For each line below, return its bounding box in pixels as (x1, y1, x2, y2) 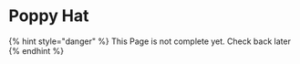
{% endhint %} (8, 45, 65, 56)
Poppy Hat (8, 5, 89, 27)
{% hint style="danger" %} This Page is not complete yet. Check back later (8, 36, 291, 47)
